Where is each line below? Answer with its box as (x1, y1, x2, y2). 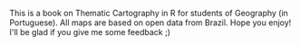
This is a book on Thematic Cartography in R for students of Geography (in (9, 8, 288, 18)
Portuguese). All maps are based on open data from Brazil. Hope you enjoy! (9, 17, 292, 28)
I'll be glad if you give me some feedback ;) (9, 27, 170, 37)
